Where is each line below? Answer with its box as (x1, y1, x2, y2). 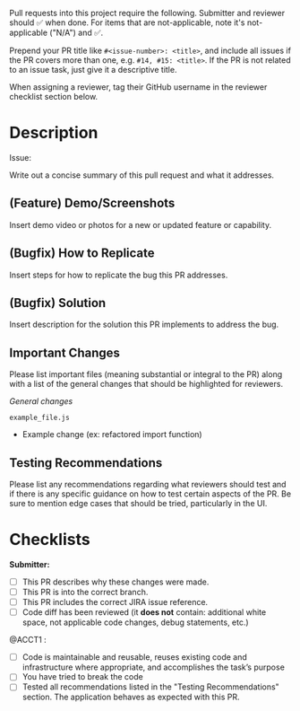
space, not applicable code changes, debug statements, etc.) (21, 617, 249, 628)
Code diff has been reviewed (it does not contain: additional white (21, 607, 267, 618)
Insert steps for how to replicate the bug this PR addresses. (9, 269, 228, 280)
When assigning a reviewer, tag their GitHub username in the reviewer (9, 82, 268, 92)
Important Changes (9, 345, 121, 360)
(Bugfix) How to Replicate (9, 246, 155, 261)
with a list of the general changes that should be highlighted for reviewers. (9, 379, 284, 390)
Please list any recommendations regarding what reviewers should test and (9, 479, 287, 489)
